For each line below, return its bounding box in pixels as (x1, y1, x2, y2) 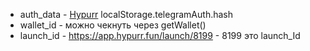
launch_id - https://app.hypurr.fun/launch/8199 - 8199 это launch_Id (19, 30, 301, 41)
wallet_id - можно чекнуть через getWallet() (19, 19, 207, 31)
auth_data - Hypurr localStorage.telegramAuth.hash (19, 9, 234, 20)
